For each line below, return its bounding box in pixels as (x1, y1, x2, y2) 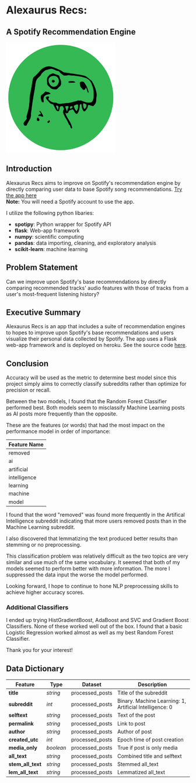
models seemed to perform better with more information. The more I (6, 565, 170, 572)
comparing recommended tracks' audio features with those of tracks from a (6, 284, 188, 291)
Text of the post (117, 712, 156, 719)
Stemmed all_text (117, 760, 159, 767)
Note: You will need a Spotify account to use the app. (6, 198, 135, 205)
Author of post (117, 728, 152, 735)
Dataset (82, 681, 102, 688)
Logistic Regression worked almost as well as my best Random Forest (6, 629, 174, 636)
